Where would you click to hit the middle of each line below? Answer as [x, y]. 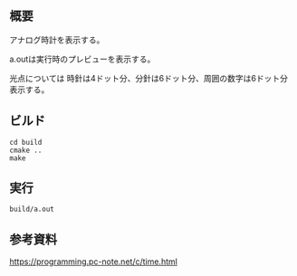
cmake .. [26, 150]
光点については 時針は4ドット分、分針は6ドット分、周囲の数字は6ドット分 [148, 78]
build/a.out [32, 209]
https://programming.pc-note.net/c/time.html [94, 262]
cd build [26, 142]
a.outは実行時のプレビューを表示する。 [82, 59]
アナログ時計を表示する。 [57, 40]
